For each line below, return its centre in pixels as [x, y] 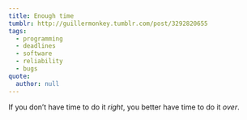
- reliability [39, 62]
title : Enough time [41, 16]
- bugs [27, 69]
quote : [19, 76]
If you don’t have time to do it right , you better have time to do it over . [124, 107]
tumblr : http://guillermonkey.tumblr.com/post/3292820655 [108, 24]
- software [34, 54]
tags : [17, 31]
